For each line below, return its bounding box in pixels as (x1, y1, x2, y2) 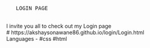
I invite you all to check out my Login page (6, 23, 112, 29)
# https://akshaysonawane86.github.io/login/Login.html (6, 29, 145, 36)
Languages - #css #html (6, 35, 68, 42)
